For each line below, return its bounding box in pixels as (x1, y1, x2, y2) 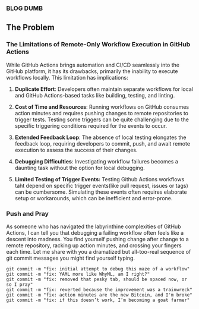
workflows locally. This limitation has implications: (6, 74, 129, 81)
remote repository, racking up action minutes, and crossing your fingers (6, 242, 182, 249)
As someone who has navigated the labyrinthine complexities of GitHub (6, 223, 181, 230)
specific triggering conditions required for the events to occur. (14, 122, 168, 129)
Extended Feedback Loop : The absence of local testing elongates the (14, 134, 187, 141)
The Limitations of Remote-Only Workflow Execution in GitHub (6, 40, 191, 49)
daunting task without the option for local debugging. (14, 164, 145, 171)
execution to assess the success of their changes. (14, 146, 138, 153)
